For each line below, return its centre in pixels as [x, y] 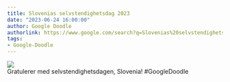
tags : [15, 39]
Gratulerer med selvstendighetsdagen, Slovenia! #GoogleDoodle [98, 71]
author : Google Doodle [39, 26]
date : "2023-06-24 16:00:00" [49, 20]
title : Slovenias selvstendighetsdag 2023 [68, 13]
